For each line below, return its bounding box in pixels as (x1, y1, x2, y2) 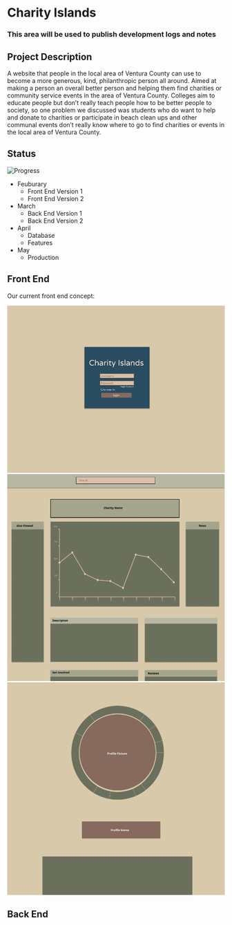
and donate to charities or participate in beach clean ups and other (7, 113, 197, 122)
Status (7, 148, 37, 160)
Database (27, 231, 55, 239)
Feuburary (17, 180, 47, 188)
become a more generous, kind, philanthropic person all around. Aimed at (7, 76, 217, 84)
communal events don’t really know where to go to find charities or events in (7, 120, 225, 129)
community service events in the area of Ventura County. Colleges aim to (7, 91, 215, 100)
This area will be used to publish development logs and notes (7, 30, 216, 39)
